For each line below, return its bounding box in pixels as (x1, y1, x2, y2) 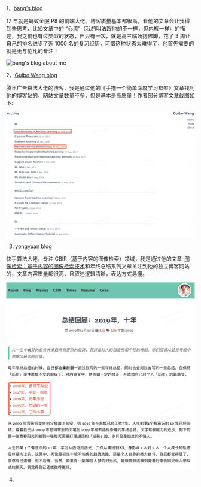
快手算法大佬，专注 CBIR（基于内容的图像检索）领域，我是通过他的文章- (6, 255, 185, 262)
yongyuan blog (14, 243, 52, 250)
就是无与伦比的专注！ (6, 47, 59, 55)
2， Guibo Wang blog (6, 72, 58, 78)
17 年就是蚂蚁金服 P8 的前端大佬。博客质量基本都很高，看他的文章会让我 (6, 17, 185, 25)
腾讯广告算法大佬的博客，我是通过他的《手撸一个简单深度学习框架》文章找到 (6, 84, 195, 91)
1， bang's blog (6, 5, 43, 11)
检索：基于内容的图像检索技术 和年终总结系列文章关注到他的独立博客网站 (11, 262, 190, 270)
